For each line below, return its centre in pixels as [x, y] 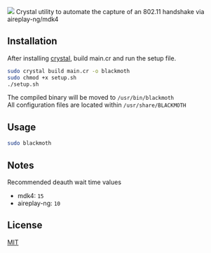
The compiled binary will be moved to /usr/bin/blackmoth [91, 98]
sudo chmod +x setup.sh [42, 77]
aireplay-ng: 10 [39, 203]
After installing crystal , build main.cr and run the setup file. [92, 58]
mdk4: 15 [30, 195]
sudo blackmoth [29, 143]
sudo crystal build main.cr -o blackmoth [69, 71]
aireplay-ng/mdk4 [33, 19]
